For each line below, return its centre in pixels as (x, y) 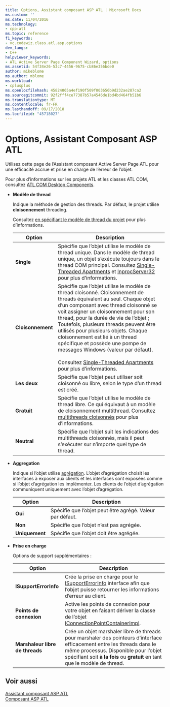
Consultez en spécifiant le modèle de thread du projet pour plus (79, 220)
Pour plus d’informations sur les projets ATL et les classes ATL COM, (77, 179)
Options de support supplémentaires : (52, 556)
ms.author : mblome (25, 76)
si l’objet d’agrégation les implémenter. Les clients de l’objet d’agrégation (88, 484)
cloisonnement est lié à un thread (97, 337)
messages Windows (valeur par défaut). (105, 350)
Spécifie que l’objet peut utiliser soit (100, 377)
